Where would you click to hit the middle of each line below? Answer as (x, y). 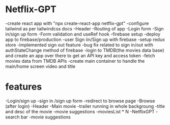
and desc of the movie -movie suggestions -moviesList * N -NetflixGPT (80, 111)
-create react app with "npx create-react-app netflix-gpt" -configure (77, 23)
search (12, 117)
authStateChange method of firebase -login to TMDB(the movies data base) (85, 50)
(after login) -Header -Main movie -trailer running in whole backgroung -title (85, 106)
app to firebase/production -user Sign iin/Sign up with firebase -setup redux (85, 39)
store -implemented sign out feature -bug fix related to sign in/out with (79, 45)
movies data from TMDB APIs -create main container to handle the (75, 61)
